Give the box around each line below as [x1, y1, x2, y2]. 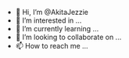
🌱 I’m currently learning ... [15, 24, 99, 33]
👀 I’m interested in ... [15, 16, 82, 25]
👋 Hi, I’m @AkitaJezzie [15, 8, 88, 16]
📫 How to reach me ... [15, 42, 88, 50]
